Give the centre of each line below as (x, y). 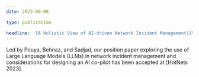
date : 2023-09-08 (28, 12)
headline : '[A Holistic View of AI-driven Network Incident (82, 33)
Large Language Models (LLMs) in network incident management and (91, 56)
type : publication (29, 22)
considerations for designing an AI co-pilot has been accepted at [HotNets (97, 62)
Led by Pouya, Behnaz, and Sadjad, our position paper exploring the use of (98, 50)
